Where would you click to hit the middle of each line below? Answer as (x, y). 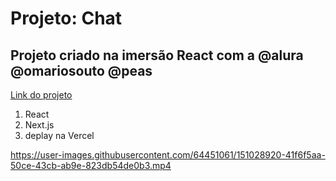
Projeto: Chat (66, 18)
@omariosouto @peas (81, 70)
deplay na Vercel (59, 135)
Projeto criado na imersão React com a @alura (157, 55)
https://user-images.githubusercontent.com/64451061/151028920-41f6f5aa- (168, 155)
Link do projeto (41, 95)
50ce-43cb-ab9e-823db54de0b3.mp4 (91, 165)
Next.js (39, 125)
